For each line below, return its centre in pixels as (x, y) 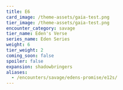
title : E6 (18, 12)
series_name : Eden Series (38, 39)
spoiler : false (25, 61)
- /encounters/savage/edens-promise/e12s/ (64, 78)
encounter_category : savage (41, 28)
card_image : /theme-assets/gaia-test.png (58, 17)
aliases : (17, 72)
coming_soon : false (30, 56)
